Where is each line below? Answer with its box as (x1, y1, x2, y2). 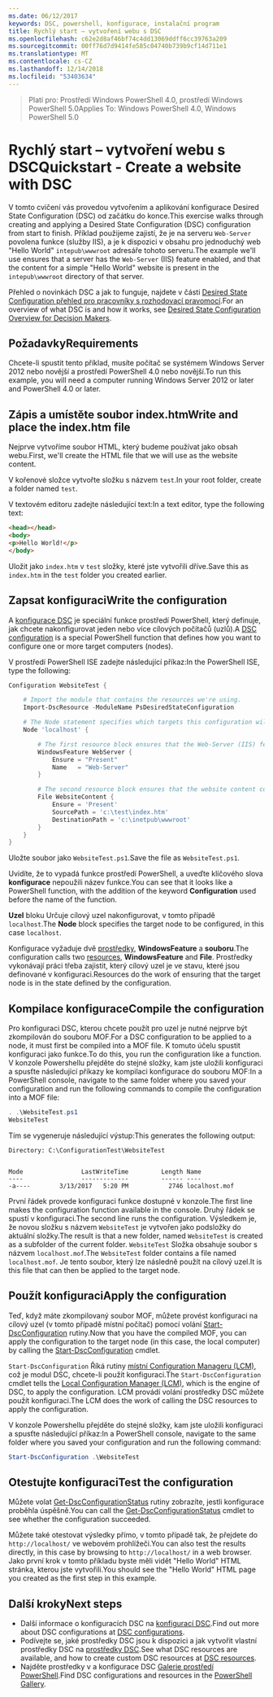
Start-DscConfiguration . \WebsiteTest (8, 1453, 140, 1461)
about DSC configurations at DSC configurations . (19, 1627, 185, 1637)
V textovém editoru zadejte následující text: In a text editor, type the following (8, 500, 265, 510)
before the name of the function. (8, 894, 118, 904)
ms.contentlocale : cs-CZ (8, 58, 93, 66)
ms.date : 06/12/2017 (8, 11, 79, 20)
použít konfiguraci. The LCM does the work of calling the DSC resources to (8, 1395, 258, 1405)
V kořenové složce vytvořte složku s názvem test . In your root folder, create (8, 475, 262, 485)
